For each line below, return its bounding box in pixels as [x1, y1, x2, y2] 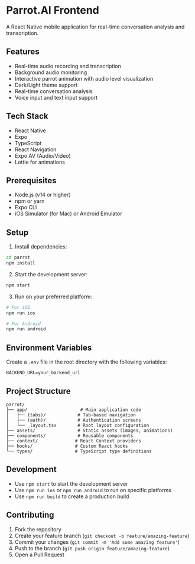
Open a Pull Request [14, 551, 65, 558]
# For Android [6, 321, 41, 327]
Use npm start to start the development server [14, 480, 128, 487]
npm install [6, 260, 35, 266]
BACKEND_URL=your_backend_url [6, 370, 81, 376]
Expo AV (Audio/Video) [14, 152, 71, 159]
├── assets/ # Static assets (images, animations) [6, 428, 173, 434]
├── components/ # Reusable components [6, 432, 134, 439]
